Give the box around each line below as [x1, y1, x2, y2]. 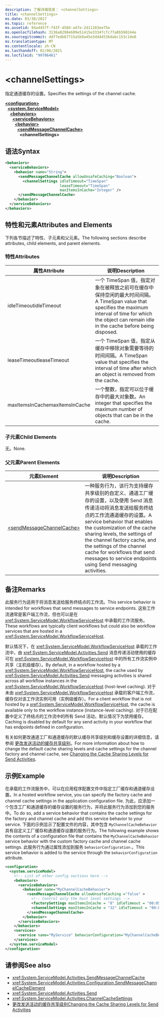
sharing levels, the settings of [84, 530, 152, 537]
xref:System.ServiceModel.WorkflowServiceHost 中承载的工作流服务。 [5, 618, 148, 623]
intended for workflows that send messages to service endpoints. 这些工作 [5, 605, 155, 611]
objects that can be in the [95, 412, 153, 419]
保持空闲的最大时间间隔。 [95, 291, 154, 298]
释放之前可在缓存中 [109, 284, 154, 291]
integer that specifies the [95, 399, 152, 406]
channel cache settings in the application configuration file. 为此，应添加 [5, 798, 151, 804]
